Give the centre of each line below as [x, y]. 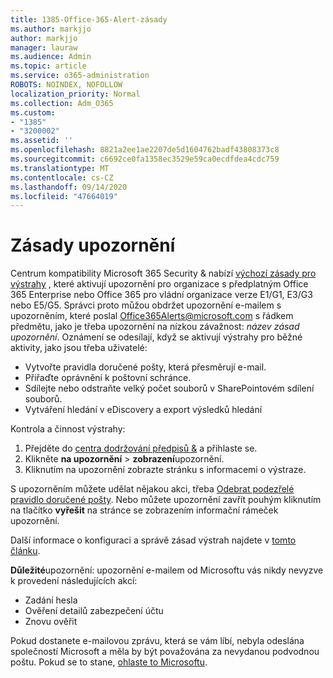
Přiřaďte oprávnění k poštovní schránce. [108, 378]
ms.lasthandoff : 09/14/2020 [69, 187]
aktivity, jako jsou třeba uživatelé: [79, 348]
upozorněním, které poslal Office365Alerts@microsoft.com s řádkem [152, 316]
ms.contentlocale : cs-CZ [62, 177]
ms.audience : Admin [51, 57]
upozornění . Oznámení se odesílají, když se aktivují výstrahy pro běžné [156, 337]
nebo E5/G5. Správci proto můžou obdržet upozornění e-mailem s [146, 305]
